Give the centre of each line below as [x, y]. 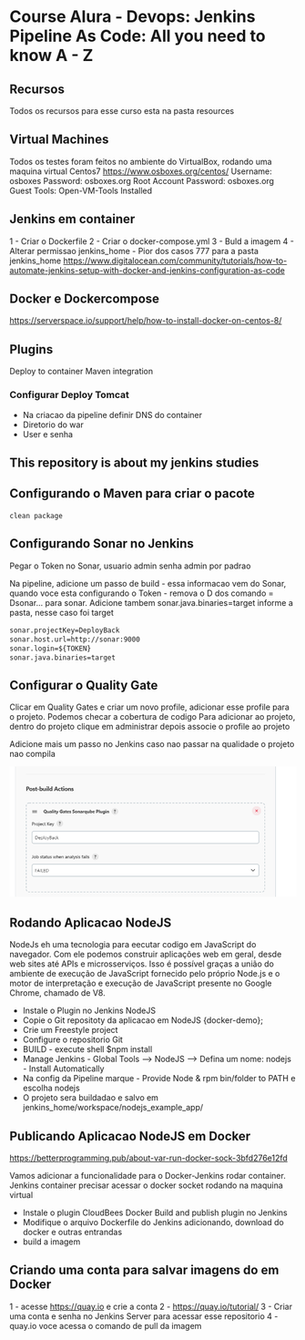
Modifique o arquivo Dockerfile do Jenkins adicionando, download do [153, 1222]
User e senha [48, 434]
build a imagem [51, 1242]
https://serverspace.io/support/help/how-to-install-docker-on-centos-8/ [146, 321]
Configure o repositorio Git [72, 1039]
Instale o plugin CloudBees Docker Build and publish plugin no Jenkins [155, 1212]
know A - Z [51, 56]
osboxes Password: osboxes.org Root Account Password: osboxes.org [142, 180]
